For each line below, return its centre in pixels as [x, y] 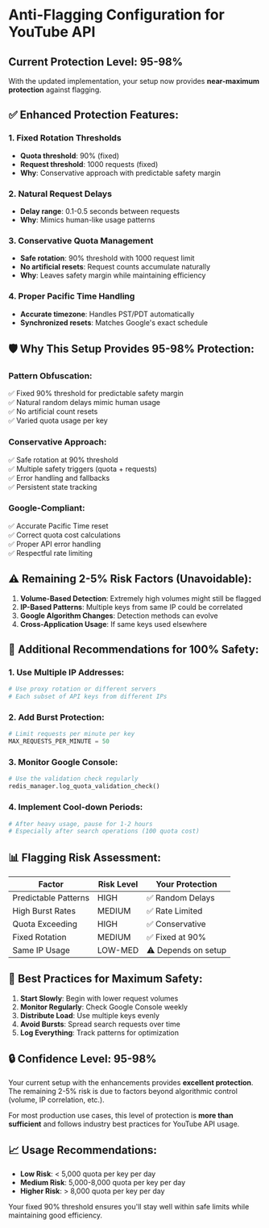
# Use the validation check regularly [73, 779]
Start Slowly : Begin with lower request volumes [99, 998]
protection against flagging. [55, 90]
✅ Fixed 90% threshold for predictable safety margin [96, 394]
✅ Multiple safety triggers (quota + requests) [83, 469]
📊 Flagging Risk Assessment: [85, 857]
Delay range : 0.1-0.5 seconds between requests [99, 211]
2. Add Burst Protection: [56, 717]
